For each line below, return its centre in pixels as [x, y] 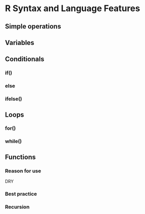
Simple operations [33, 26]
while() [14, 141]
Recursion [17, 207]
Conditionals [25, 59]
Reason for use [23, 171]
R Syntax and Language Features [72, 8]
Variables [20, 42]
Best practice [21, 194]
